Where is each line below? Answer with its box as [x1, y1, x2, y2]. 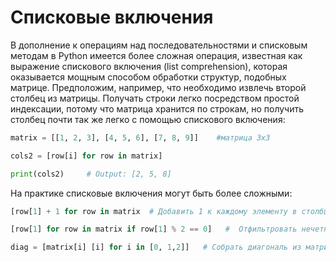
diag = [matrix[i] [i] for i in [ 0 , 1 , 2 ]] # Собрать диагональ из [10, 242, 302, 253]
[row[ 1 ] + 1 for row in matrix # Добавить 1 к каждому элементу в [10, 206, 298, 216]
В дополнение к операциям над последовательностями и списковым [10, 39, 308, 51]
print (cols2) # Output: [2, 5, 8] [10, 169, 172, 179]
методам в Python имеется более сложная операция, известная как [10, 49, 303, 61]
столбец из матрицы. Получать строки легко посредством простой [10, 92, 300, 104]
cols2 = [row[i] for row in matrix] [10, 151, 163, 161]
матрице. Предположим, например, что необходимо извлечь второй [10, 81, 307, 93]
